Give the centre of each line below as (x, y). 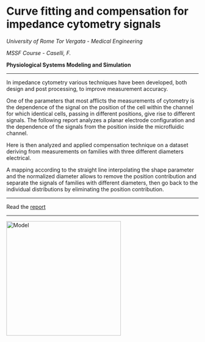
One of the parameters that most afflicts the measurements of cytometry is (100, 100)
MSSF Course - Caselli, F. (39, 53)
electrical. (19, 158)
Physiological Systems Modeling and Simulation (69, 65)
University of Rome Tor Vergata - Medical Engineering (75, 41)
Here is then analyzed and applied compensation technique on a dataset (97, 145)
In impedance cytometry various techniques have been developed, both (97, 82)
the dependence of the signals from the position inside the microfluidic (95, 126)
